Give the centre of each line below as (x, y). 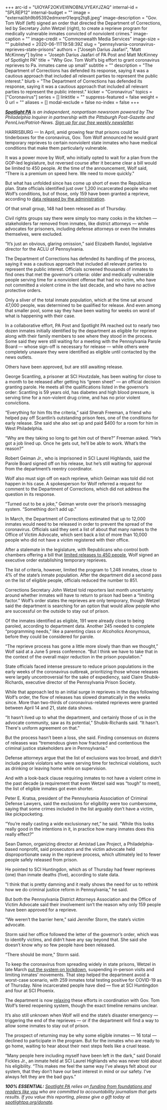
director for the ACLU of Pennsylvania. (45, 249)
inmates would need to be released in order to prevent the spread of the (79, 524)
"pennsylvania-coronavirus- (126, 44)
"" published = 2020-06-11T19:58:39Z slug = (51, 44)
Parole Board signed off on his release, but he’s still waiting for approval (79, 463)
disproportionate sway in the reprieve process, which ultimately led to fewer (83, 854)
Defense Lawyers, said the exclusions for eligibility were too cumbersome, (81, 803)
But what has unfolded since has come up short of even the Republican (78, 183)
